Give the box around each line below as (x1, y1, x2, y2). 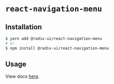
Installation (5, 23, 42, 31)
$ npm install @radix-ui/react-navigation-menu (5, 46, 109, 51)
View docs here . (5, 73, 40, 79)
